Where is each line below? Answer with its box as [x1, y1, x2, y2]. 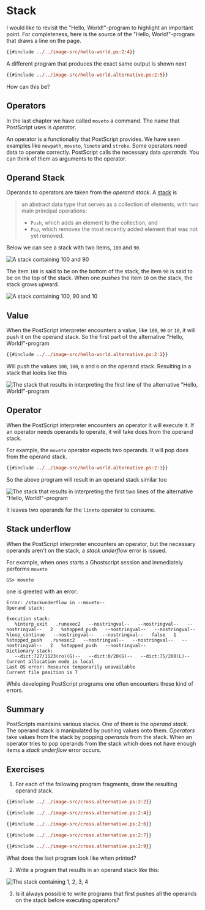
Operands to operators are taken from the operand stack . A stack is [6, 189, 177, 196]
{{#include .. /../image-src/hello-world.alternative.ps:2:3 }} [6, 464, 168, 471]
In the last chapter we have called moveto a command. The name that [6, 117, 180, 124]
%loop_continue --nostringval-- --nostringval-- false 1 [6, 632, 176, 638]
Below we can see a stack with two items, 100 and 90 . [6, 244, 141, 251]
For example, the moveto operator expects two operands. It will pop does [6, 446, 189, 453]
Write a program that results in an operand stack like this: [15, 866, 160, 873]
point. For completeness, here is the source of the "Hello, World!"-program [6, 30, 195, 37]
